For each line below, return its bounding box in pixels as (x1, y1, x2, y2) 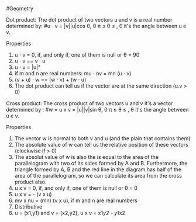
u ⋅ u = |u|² (14, 64, 41, 71)
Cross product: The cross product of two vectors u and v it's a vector (6, 100, 173, 107)
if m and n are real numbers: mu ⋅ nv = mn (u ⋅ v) (14, 70, 132, 77)
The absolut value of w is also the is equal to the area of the (14, 154, 159, 160)
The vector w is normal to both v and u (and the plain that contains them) (14, 135, 191, 142)
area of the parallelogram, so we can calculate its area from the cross (14, 172, 183, 179)
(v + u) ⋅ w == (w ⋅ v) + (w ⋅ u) (14, 76, 87, 83)
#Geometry (6, 5, 34, 12)
